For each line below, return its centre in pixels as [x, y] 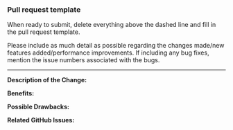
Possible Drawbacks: [38, 107]
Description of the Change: [47, 80]
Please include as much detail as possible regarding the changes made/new [116, 46]
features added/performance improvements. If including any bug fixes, [108, 53]
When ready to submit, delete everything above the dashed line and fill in [112, 25]
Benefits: [21, 93]
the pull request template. [44, 32]
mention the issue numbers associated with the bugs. [84, 60]
